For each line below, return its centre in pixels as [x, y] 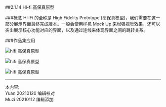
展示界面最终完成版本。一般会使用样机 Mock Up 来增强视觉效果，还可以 [87, 24]
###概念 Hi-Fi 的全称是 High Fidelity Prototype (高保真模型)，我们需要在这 [81, 18]
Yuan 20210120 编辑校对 [30, 93]
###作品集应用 [20, 40]
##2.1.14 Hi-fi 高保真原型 [30, 7]
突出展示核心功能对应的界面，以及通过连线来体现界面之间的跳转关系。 [77, 30]
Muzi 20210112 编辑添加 [29, 99]
